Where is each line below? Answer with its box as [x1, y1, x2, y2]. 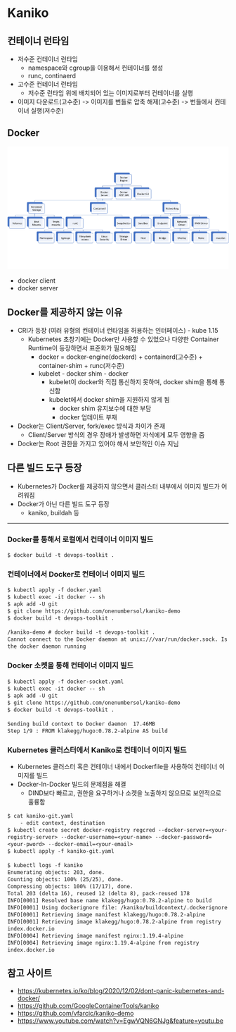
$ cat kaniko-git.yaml [7, 812, 74, 819]
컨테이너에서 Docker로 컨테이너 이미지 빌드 [7, 569, 145, 579]
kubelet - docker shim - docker [38, 369, 129, 378]
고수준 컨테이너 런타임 [17, 80, 79, 88]
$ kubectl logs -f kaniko [7, 861, 83, 868]
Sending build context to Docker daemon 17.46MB [7, 720, 156, 727]
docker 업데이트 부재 [59, 412, 117, 421]
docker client [17, 276, 56, 285]
